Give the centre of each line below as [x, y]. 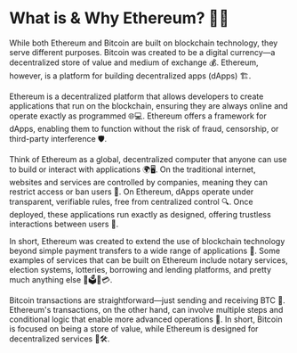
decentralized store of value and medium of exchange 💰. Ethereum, [134, 62]
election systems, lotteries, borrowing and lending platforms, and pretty [140, 269]
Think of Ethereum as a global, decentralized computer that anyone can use [148, 159]
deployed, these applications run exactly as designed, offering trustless [140, 214]
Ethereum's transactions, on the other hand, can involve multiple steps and [146, 309]
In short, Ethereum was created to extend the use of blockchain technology [147, 241]
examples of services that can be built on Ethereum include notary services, [148, 260]
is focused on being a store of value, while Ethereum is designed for [134, 328]
